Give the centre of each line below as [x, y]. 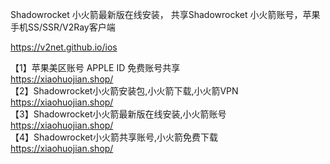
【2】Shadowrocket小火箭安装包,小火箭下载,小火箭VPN [124, 91]
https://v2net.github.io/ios [64, 47]
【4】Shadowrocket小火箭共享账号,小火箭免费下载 [114, 137]
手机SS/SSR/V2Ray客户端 [63, 27]
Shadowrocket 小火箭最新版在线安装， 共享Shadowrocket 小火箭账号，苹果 [165, 14]
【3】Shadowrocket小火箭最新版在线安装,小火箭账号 [118, 114]
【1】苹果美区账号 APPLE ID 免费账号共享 [95, 67]
